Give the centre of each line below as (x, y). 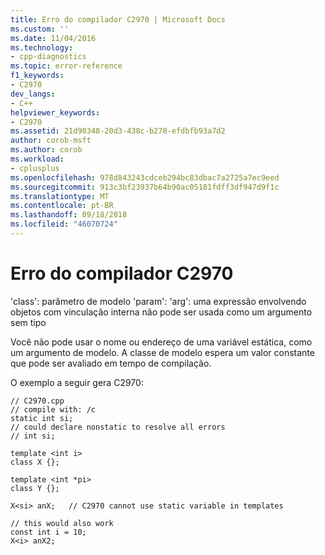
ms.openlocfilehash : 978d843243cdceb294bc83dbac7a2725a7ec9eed (145, 177)
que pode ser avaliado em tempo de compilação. (111, 363)
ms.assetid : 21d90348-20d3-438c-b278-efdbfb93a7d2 (118, 131)
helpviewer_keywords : (55, 112)
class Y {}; (35, 488)
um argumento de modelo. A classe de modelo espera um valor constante (162, 352)
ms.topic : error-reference (66, 66)
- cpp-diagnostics (48, 57)
